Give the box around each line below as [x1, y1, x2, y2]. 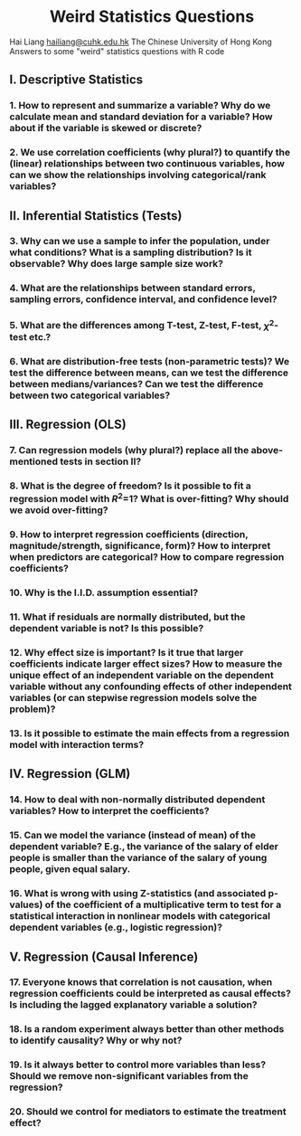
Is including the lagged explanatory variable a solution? [9, 999, 258, 1011]
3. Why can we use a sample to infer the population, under [9, 235, 270, 248]
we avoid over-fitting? [9, 504, 108, 516]
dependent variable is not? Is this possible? [9, 622, 204, 635]
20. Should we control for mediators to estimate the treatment [9, 1105, 287, 1118]
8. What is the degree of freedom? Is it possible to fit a [9, 479, 251, 492]
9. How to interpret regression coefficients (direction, [9, 528, 249, 541]
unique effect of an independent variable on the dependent [9, 669, 274, 682]
